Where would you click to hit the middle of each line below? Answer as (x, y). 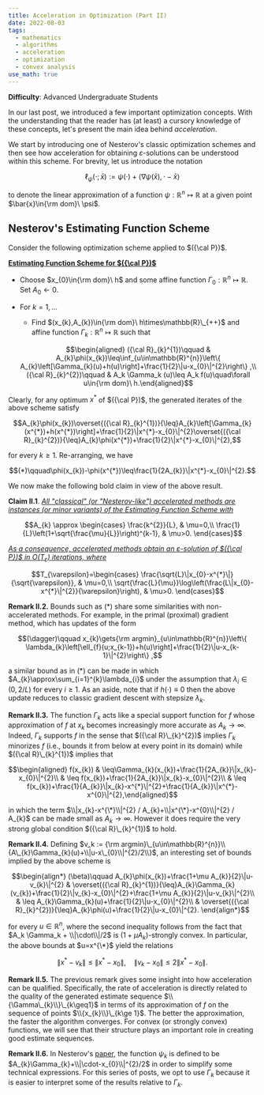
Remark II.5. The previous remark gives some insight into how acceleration (130, 979)
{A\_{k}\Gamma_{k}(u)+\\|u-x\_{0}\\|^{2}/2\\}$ (82, 852)
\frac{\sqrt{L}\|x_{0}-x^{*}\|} (187, 575)
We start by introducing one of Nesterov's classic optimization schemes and (132, 144)
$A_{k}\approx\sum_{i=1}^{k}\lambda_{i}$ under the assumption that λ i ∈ (128, 680)
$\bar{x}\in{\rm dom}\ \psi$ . (54, 204)
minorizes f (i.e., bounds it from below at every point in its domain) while (125, 746)
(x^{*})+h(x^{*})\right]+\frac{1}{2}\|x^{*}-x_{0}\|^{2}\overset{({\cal (132, 432)
